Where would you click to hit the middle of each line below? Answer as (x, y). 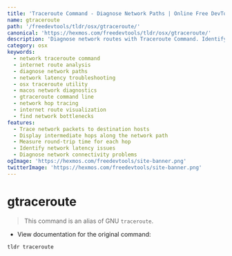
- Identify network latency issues (65, 148)
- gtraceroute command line (54, 97)
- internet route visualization (60, 110)
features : (21, 122)
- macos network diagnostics (55, 90)
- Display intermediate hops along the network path (91, 135)
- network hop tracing (46, 104)
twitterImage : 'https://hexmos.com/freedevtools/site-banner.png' (105, 167)
